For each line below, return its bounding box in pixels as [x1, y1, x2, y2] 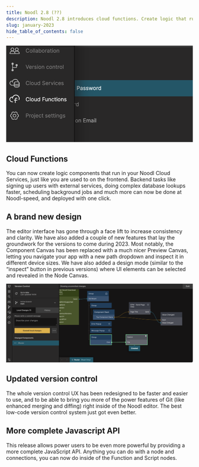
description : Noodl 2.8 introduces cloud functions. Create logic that [6, 15, 187, 22]
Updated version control [6, 374, 98, 384]
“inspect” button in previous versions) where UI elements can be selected [6, 265, 186, 272]
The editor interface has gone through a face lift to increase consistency [6, 227, 182, 234]
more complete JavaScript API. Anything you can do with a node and [6, 448, 175, 455]
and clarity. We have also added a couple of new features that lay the [6, 234, 175, 241]
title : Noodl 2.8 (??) [6, 9, 62, 15]
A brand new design [6, 212, 82, 222]
